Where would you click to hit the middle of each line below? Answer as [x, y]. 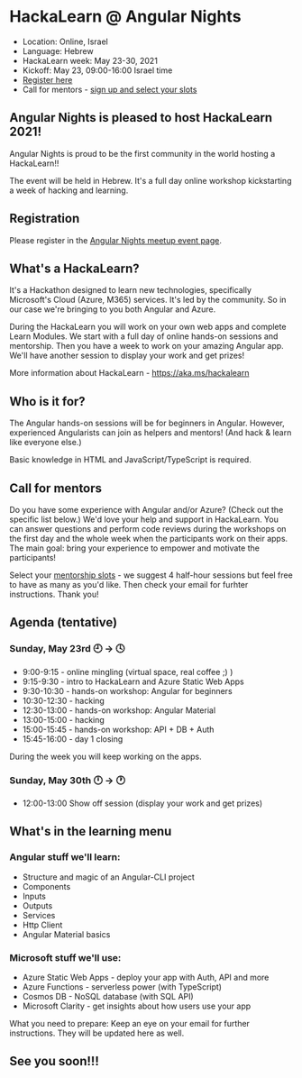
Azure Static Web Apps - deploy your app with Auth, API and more [146, 977]
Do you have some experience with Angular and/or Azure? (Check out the [146, 510]
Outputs [37, 905]
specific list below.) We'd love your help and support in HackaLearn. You [144, 519]
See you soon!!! [54, 1061]
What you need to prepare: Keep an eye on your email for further [130, 1023]
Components [46, 886]
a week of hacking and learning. [69, 190]
